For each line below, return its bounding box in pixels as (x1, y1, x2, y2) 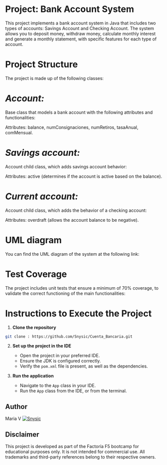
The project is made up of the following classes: (5, 75, 104, 81)
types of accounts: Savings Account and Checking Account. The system (5, 25, 155, 31)
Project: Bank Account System (5, 3, 135, 15)
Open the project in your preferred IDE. (19, 353, 100, 359)
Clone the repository (12, 324, 56, 330)
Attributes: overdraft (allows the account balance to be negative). (5, 217, 139, 223)
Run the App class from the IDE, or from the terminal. (19, 388, 127, 394)
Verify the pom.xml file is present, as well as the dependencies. (19, 363, 148, 369)
